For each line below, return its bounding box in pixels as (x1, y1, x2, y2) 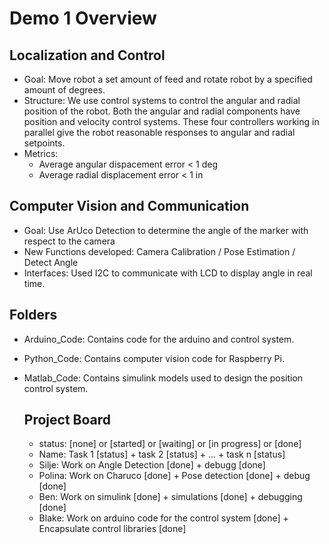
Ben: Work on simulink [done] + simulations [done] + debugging (38, 491, 303, 503)
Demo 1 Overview (9, 7, 157, 30)
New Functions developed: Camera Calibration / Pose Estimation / (23, 245, 296, 257)
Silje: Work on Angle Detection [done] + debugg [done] (38, 459, 266, 471)
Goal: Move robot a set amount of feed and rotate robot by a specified (23, 73, 313, 85)
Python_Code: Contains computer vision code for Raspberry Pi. (23, 352, 285, 364)
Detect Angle (23, 256, 79, 268)
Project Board (23, 412, 111, 429)
